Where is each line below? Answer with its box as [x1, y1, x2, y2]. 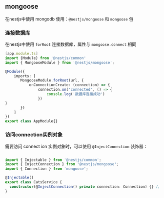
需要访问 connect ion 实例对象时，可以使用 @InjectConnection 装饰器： [5, 143, 148, 149]
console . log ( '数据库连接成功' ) [46, 92, 105, 97]
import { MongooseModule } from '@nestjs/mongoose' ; [5, 60, 115, 65]
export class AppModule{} [5, 119, 58, 124]
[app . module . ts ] [5, 51, 38, 56]
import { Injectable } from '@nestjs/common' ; [5, 157, 102, 162]
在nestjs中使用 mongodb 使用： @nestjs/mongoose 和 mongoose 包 [5, 16, 133, 22]
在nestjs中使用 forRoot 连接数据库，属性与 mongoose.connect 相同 [5, 41, 137, 47]
